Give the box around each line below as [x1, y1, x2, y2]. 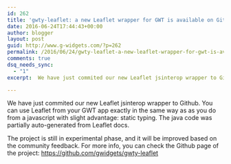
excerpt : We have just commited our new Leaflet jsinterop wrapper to [7, 74, 217, 81]
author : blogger [7, 29, 54, 37]
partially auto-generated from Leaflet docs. [7, 121, 129, 130]
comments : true [7, 55, 51, 62]
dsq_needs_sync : [7, 61, 54, 68]
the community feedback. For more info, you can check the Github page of [7, 142, 219, 150]
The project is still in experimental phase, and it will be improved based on [7, 134, 217, 143]
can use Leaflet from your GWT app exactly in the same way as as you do [7, 106, 217, 114]
